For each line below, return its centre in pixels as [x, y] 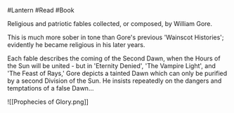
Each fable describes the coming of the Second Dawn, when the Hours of [114, 58]
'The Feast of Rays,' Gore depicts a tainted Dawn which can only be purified [117, 73]
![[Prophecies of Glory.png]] [48, 102]
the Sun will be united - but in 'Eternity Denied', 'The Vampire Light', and [112, 66]
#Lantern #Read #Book [41, 10]
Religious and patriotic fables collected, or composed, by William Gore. [110, 24]
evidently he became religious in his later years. [76, 45]
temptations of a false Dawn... [51, 88]
